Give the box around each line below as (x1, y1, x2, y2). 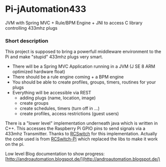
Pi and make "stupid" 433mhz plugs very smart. (5, 54, 103, 60)
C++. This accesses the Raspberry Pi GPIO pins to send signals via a (5, 125, 146, 131)
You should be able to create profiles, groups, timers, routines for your (12, 79, 156, 85)
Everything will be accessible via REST (12, 90, 92, 96)
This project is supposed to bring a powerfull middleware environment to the (5, 48, 162, 55)
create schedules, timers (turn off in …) (19, 105, 100, 112)
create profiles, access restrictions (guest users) (19, 111, 119, 117)
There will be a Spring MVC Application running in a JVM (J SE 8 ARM (12, 63, 155, 70)
